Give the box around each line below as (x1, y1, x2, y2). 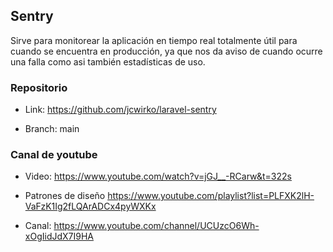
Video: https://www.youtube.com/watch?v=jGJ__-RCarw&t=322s (24, 170, 292, 183)
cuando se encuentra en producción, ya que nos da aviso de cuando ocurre (10, 45, 323, 57)
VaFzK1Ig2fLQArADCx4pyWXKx (24, 200, 157, 213)
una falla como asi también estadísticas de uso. (10, 55, 206, 68)
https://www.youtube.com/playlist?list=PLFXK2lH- (107, 190, 315, 202)
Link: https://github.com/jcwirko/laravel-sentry (24, 104, 217, 116)
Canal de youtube (10, 148, 98, 162)
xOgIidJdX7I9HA (24, 230, 94, 243)
